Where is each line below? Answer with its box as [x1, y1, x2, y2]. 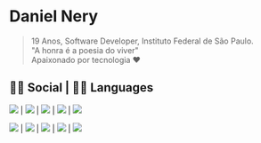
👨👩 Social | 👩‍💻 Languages [9, 80, 154, 95]
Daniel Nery [9, 6, 99, 27]
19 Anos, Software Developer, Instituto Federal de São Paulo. [30, 36, 254, 46]
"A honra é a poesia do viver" [30, 44, 140, 55]
